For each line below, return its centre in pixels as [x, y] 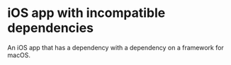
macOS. [19, 55]
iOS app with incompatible [86, 13]
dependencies [51, 28]
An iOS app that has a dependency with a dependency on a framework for [116, 47]
